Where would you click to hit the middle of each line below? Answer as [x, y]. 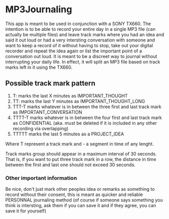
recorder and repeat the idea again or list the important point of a [74, 51]
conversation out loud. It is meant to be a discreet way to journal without [81, 56]
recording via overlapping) [41, 128]
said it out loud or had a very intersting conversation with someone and [80, 40]
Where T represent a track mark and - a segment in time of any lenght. [80, 144]
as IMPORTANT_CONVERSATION [47, 112]
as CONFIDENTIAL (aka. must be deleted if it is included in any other [85, 123]
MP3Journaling [39, 9]
